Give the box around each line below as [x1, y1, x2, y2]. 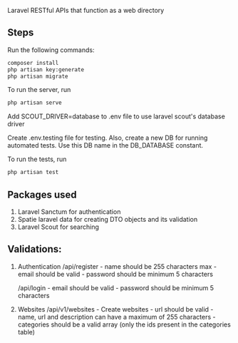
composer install [7, 59, 59, 66]
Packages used [7, 188, 77, 200]
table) [17, 327, 36, 336]
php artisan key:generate [7, 66, 84, 73]
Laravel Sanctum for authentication [17, 208, 121, 216]
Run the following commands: [7, 46, 95, 54]
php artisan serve [7, 99, 62, 106]
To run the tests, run [7, 155, 67, 163]
